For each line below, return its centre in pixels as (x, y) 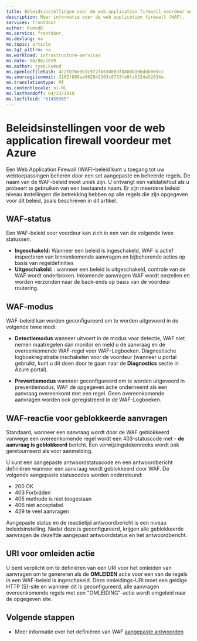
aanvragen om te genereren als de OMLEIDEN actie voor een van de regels (97, 574)
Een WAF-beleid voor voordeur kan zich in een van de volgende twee (90, 233)
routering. (26, 288)
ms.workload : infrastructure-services (53, 55)
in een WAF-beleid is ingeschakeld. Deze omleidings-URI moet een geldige (97, 580)
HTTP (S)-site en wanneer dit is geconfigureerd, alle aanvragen (83, 586)
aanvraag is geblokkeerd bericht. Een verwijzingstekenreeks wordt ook (93, 445)
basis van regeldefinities (44, 263)
